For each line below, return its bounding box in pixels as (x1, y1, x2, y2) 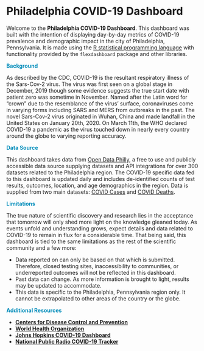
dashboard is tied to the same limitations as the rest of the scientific (6, 238, 177, 245)
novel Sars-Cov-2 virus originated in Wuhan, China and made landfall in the (6, 113, 195, 120)
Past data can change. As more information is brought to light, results (15, 275, 190, 283)
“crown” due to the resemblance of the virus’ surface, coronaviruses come (6, 99, 194, 107)
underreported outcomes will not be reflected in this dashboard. (15, 269, 176, 276)
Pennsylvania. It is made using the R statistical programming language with (6, 44, 194, 51)
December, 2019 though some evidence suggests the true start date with (6, 87, 190, 94)
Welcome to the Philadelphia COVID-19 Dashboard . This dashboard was (6, 24, 190, 32)
